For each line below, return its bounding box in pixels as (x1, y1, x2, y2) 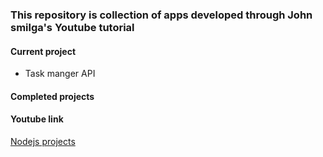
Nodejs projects (10, 135, 76, 147)
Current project (10, 45, 77, 57)
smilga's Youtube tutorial (10, 20, 135, 34)
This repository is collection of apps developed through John (10, 8, 313, 22)
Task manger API (24, 68, 96, 80)
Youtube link (10, 113, 64, 125)
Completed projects (10, 90, 95, 102)
